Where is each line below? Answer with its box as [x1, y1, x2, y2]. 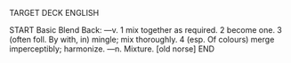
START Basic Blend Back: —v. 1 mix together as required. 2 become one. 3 [9, 25, 282, 35]
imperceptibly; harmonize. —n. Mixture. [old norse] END [9, 43, 215, 54]
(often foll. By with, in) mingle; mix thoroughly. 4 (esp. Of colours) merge [9, 35, 275, 44]
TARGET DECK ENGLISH [9, 8, 100, 18]
